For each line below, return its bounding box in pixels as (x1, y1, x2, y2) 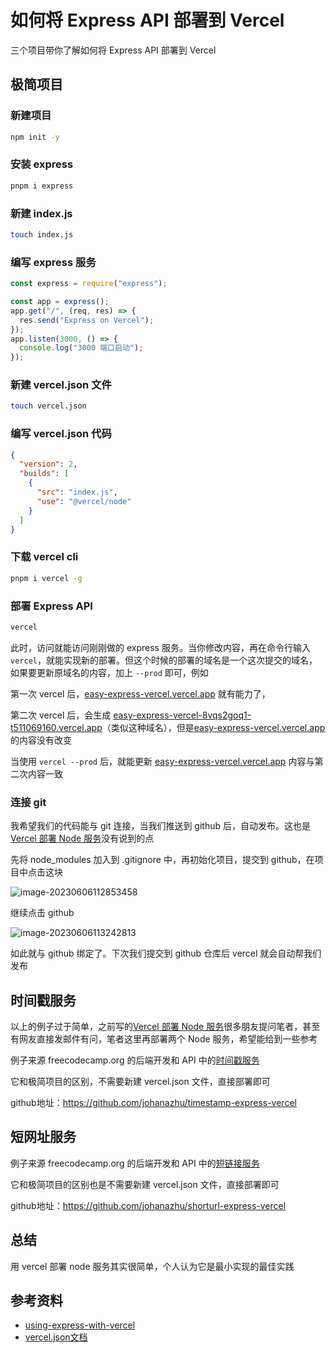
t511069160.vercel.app (10, 721, 103, 733)
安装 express (10, 157, 74, 171)
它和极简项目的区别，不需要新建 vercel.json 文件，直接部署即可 (10, 1075, 271, 1087)
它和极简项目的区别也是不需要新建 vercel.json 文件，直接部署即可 (10, 1178, 280, 1190)
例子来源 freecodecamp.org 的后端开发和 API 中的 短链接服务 (10, 1157, 260, 1169)
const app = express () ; (10, 297, 110, 307)
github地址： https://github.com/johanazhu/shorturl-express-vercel (10, 1199, 287, 1211)
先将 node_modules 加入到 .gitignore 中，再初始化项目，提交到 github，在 (10, 854, 315, 866)
